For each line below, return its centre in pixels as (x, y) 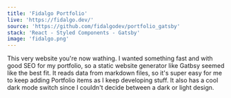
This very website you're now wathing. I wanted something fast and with (110, 58)
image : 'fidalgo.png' (38, 39)
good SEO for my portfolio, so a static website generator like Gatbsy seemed (116, 66)
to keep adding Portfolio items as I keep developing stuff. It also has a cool (113, 80)
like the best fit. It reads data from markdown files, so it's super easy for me (115, 73)
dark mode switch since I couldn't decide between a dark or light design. (111, 88)
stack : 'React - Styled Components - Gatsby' (73, 33)
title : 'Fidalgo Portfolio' (48, 13)
